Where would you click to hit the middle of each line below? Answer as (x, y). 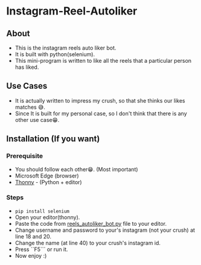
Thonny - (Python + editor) (49, 182)
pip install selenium (42, 211)
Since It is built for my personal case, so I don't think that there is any (101, 113)
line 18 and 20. (33, 236)
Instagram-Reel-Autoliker (72, 11)
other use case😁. (37, 120)
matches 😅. (30, 107)
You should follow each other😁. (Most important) (76, 169)
